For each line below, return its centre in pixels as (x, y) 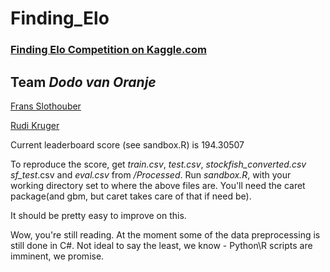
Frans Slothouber (46, 106)
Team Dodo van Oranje (83, 82)
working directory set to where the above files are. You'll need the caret (158, 185)
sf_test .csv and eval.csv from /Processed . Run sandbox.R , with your (151, 174)
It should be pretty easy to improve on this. (98, 215)
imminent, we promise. (57, 256)
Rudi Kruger (35, 125)
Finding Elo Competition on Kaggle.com (108, 50)
